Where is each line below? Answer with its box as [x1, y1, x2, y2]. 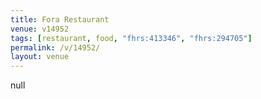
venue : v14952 [10, 24, 70, 34]
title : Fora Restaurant [10, 14, 110, 25]
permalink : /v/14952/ [10, 42, 101, 53]
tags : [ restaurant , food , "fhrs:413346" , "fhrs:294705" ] [10, 33, 253, 43]
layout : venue [10, 52, 70, 62]
